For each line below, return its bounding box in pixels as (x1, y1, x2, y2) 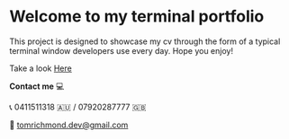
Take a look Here (9, 63, 72, 74)
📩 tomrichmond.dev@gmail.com (9, 119, 129, 130)
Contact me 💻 (9, 81, 65, 91)
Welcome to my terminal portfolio (9, 6, 265, 27)
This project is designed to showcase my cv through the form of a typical (9, 36, 281, 47)
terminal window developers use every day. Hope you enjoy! (9, 45, 234, 56)
